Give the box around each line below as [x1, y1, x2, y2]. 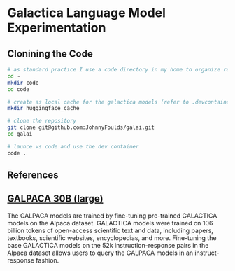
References [7, 169, 59, 181]
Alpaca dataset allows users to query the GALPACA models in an [7, 249, 194, 257]
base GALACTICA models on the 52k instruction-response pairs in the [7, 241, 209, 249]
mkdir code [7, 79, 39, 86]
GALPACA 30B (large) [7, 193, 104, 204]
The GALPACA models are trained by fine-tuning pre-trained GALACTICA [7, 211, 218, 220]
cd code [7, 85, 30, 92]
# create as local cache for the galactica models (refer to [7, 98, 190, 106]
